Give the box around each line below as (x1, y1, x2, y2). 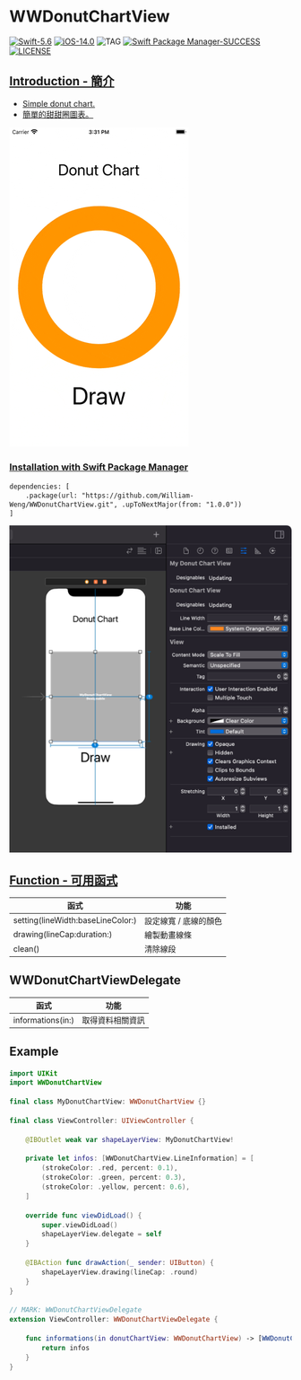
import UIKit (9, 1068, 58, 1078)
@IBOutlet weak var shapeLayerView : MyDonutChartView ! (25, 1135, 235, 1144)
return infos (41, 1343, 90, 1352)
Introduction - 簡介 (9, 74, 115, 89)
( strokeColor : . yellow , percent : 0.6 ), (41, 1182, 191, 1191)
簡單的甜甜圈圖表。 (21, 109, 94, 119)
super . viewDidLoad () (41, 1220, 118, 1229)
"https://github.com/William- (81, 491, 194, 500)
